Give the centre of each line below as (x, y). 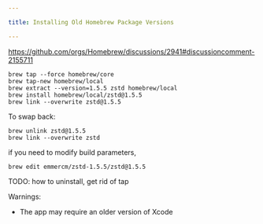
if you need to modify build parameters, (72, 152)
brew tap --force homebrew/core (61, 74)
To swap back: (32, 116)
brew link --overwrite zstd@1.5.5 (65, 102)
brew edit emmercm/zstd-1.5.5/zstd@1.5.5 (77, 167)
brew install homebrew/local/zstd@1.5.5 (76, 95)
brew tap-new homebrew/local (56, 81)
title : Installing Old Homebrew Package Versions (91, 22)
